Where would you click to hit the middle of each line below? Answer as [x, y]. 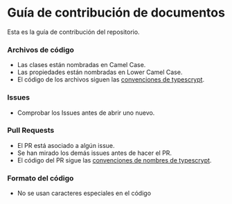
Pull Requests [31, 131]
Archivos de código [41, 50]
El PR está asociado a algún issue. [66, 145]
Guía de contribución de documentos [116, 13]
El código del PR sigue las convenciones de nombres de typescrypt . [114, 160]
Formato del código [41, 178]
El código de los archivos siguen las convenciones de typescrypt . [111, 80]
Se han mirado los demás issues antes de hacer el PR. [94, 153]
